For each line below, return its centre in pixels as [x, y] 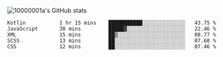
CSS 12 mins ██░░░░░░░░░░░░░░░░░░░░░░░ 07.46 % [111, 47]
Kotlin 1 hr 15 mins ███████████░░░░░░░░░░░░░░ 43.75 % [111, 23]
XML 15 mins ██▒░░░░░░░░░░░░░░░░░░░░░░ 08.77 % [111, 35]
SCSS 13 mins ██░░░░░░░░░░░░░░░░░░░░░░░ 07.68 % [111, 41]
